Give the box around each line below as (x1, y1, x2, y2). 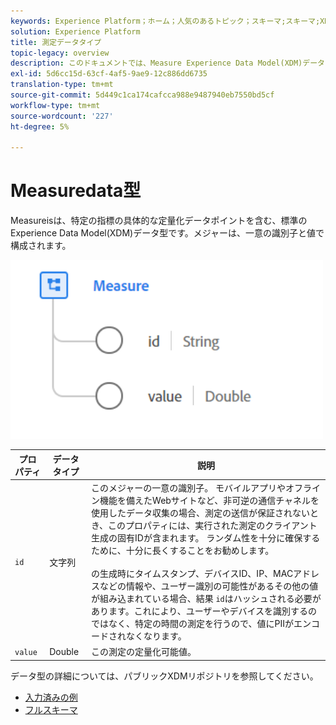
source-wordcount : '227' (10, 111, 114, 121)
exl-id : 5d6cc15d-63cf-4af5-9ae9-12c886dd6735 (10, 69, 208, 79)
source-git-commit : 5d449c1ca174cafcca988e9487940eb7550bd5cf (10, 90, 275, 100)
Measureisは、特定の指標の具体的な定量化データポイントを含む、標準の (10, 215, 308, 227)
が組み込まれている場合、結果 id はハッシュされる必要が (91, 593, 322, 605)
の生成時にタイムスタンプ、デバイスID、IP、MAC (91, 568, 294, 580)
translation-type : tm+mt (10, 80, 114, 90)
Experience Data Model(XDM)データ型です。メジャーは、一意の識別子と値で (10, 227, 325, 239)
